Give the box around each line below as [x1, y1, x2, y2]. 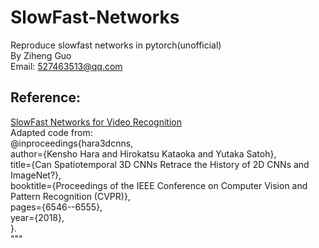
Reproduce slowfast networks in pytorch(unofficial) [10, 39, 222, 51]
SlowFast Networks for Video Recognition [10, 116, 182, 128]
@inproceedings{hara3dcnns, [10, 137, 134, 149]
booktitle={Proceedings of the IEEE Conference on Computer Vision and [10, 179, 308, 191]
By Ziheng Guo [10, 49, 72, 61]
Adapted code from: [10, 126, 93, 138]
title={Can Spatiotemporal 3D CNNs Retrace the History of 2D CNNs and [10, 158, 310, 170]
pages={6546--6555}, [10, 201, 103, 213]
